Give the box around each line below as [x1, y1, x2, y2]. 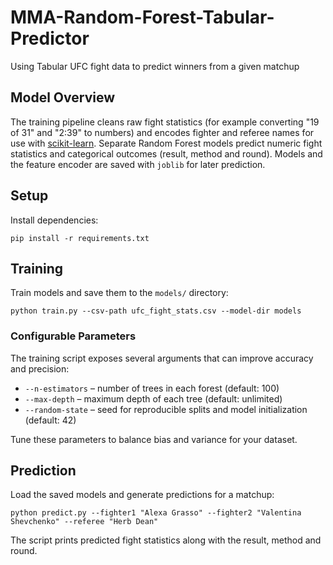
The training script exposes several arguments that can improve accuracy [10, 352, 314, 364]
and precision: [10, 362, 70, 375]
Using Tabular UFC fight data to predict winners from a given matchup [10, 60, 300, 72]
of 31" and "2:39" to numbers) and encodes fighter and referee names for [10, 126, 315, 138]
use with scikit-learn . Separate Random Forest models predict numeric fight [10, 137, 323, 149]
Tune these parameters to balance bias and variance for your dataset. [10, 433, 298, 445]
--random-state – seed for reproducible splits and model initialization [24, 403, 308, 415]
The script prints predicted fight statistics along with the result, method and [10, 534, 322, 546]
